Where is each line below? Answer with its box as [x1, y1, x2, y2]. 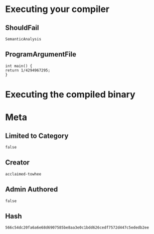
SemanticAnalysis [5, 36, 42, 41]
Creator [5, 158, 30, 167]
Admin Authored [5, 185, 58, 193]
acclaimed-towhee [5, 171, 42, 176]
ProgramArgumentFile [5, 50, 77, 58]
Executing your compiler [5, 3, 109, 15]
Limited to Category [5, 131, 69, 140]
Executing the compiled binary [5, 89, 135, 100]
